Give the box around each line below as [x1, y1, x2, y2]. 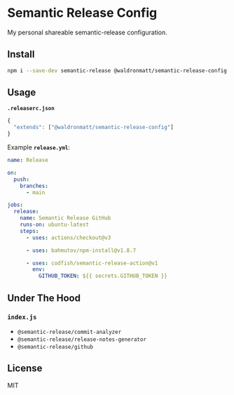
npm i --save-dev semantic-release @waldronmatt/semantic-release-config [7, 67, 228, 74]
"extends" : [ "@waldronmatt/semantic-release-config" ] [13, 124, 174, 131]
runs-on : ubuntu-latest [20, 221, 90, 229]
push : [13, 175, 30, 183]
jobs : [7, 201, 23, 208]
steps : [20, 227, 39, 234]
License [7, 363, 43, 375]
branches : [20, 182, 49, 189]
